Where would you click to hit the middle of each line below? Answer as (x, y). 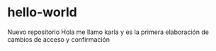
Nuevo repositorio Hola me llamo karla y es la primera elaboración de (108, 32)
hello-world (42, 12)
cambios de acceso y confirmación (59, 39)
